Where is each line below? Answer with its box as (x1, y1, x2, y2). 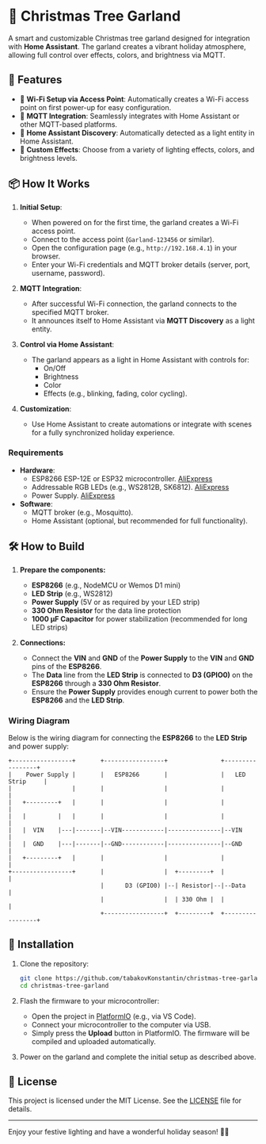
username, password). (31, 268, 105, 277)
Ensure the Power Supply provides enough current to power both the (31, 687, 258, 696)
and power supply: (8, 741, 70, 751)
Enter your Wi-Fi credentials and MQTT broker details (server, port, (31, 259, 251, 269)
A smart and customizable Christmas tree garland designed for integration (8, 33, 251, 43)
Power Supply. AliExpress (31, 491, 116, 500)
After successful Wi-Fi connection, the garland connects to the (31, 299, 237, 308)
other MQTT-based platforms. (19, 119, 117, 129)
